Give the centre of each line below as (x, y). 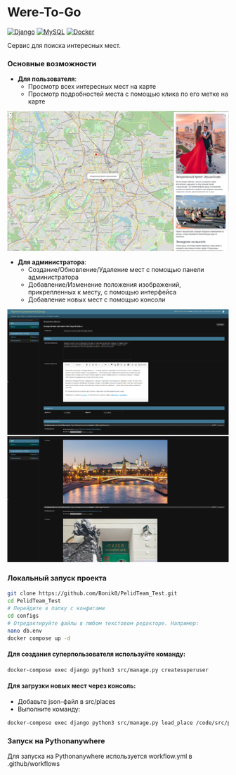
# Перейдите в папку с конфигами (56, 609)
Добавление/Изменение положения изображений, (104, 284)
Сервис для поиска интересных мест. (64, 45)
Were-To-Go (44, 12)
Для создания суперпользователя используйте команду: (97, 654)
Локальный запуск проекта (57, 578)
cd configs (23, 616)
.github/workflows (34, 764)
